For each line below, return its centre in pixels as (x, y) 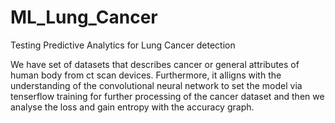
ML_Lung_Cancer (84, 17)
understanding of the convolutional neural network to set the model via (156, 85)
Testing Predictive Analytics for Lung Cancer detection (123, 45)
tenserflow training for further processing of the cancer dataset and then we (167, 96)
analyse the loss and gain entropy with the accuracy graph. (132, 107)
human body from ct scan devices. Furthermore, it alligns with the (146, 75)
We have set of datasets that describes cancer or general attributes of (155, 64)
